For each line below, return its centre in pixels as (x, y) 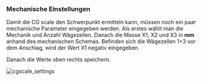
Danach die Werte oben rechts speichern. (58, 60)
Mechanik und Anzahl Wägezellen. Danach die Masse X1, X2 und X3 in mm (100, 35)
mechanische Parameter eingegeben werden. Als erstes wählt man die (95, 28)
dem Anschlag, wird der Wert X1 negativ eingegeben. (73, 48)
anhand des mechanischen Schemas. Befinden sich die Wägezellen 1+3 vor (101, 42)
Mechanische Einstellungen (48, 9)
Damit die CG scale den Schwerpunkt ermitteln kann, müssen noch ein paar (101, 22)
